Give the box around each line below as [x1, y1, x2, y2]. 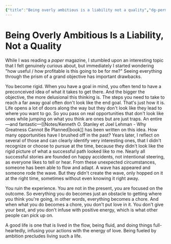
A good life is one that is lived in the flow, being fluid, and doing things [5, 222, 153, 228]
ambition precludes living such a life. [5, 233, 82, 239]
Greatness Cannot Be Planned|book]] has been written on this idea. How [5, 126, 158, 132]
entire [150, 116, 162, 122]
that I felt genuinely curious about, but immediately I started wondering [5, 62, 154, 69]
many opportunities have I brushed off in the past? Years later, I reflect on [5, 132, 159, 138]
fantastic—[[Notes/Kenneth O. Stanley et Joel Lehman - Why [18, 121, 147, 127]
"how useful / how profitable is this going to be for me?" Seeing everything [5, 68, 162, 74]
